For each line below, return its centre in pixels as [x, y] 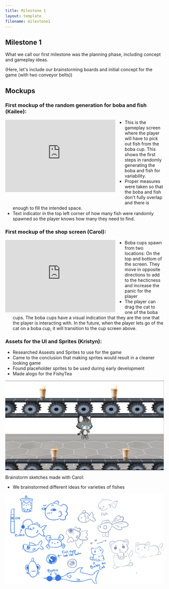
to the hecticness [143, 280]
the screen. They [142, 264]
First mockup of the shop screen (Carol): [56, 232]
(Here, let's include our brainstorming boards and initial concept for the [79, 70]
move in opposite [143, 270]
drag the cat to [140, 307]
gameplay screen [143, 127]
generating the [140, 165]
